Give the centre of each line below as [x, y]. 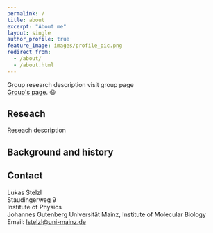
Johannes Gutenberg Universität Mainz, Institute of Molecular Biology [107, 214]
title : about [26, 20]
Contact [25, 176]
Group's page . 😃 [32, 92]
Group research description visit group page [70, 84]
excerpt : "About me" [37, 26]
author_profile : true [39, 39]
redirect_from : [29, 53]
